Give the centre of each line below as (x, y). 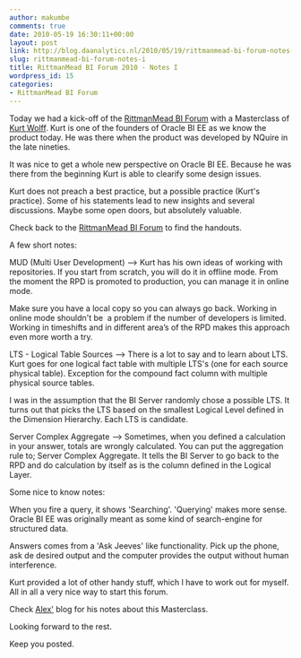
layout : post (34, 43)
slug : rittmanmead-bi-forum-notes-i (77, 59)
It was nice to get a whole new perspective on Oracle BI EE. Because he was (150, 164)
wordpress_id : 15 (42, 76)
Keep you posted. (42, 644)
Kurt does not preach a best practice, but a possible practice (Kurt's (135, 191)
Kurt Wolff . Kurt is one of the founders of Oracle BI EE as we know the (138, 127)
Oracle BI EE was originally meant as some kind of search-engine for (136, 519)
